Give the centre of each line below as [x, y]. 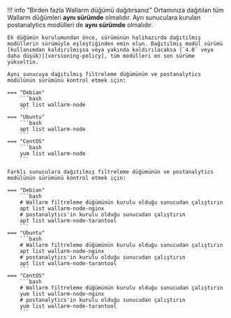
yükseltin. [23, 62]
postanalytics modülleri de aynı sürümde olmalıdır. [80, 25]
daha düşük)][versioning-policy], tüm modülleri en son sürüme [101, 56]
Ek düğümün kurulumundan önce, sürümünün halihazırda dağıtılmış [104, 38]
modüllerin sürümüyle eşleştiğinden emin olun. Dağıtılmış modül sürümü [115, 44]
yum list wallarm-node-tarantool [68, 306]
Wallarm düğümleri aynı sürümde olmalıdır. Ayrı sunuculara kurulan [104, 17]
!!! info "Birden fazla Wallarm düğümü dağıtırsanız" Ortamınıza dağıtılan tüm [116, 10]
